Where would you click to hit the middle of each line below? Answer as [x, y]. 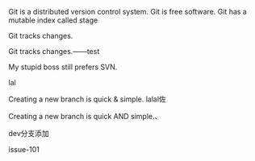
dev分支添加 [29, 133]
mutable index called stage [53, 20]
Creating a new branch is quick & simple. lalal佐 [88, 99]
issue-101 [24, 149]
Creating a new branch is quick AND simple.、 [85, 116]
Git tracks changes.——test [54, 51]
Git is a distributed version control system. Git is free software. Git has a [128, 12]
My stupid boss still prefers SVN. [63, 67]
